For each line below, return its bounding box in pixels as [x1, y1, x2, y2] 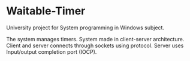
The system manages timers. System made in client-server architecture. [6, 35, 185, 42]
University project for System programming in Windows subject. [6, 24, 165, 31]
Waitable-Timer [6, 4, 86, 18]
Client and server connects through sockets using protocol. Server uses [6, 42, 184, 49]
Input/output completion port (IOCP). [6, 48, 97, 55]
